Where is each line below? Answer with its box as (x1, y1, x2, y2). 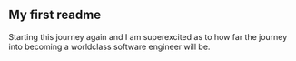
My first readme (8, 7, 102, 23)
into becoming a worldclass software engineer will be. (8, 41, 211, 52)
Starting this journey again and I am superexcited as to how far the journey (8, 31, 288, 42)
